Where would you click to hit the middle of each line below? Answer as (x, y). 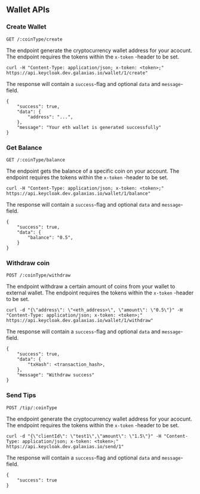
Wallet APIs (28, 10)
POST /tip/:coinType (32, 408)
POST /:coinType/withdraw (38, 275)
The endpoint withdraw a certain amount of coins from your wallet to (91, 287)
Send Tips (21, 395)
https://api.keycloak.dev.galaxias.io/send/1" (65, 447)
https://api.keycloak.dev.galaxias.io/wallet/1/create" (77, 73)
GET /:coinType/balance (36, 160)
